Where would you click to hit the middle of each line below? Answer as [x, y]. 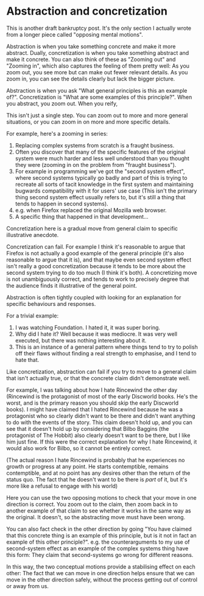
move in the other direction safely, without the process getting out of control [102, 580]
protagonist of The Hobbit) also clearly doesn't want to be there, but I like [98, 435]
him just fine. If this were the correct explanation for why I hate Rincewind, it [102, 442]
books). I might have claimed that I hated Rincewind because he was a [95, 409]
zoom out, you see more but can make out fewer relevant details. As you [97, 72]
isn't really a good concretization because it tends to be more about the [96, 266]
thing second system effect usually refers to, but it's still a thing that [100, 197]
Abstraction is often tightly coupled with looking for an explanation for [94, 297]
